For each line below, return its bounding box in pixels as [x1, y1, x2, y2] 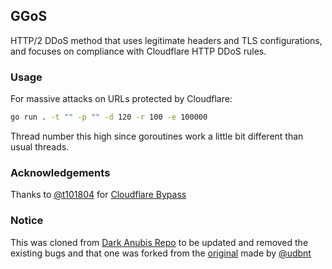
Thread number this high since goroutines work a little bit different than [10, 130, 304, 142]
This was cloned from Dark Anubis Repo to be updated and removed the [10, 236, 309, 248]
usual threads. [10, 140, 70, 153]
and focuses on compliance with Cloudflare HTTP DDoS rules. [10, 45, 267, 57]
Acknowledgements [10, 165, 111, 179]
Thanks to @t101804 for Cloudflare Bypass [10, 189, 187, 201]
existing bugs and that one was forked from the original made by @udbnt [10, 247, 312, 259]
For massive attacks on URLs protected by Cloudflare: [10, 93, 233, 105]
